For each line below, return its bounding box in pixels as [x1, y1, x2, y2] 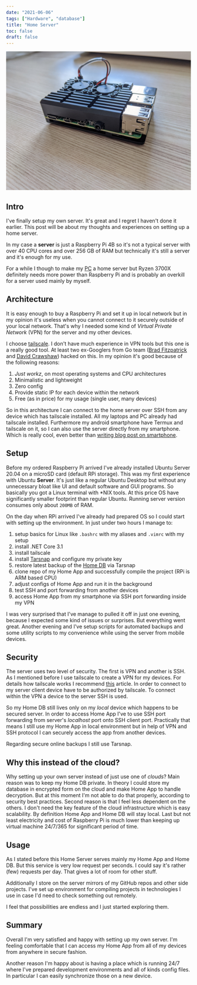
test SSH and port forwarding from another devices [14, 586, 139, 593]
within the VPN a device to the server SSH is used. [6, 693, 128, 700]
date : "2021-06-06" [6, 9, 54, 15]
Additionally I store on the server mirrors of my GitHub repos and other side [6, 879, 189, 886]
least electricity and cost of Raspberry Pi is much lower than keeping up [6, 817, 180, 824]
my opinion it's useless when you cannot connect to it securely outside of [6, 316, 184, 323]
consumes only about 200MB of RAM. [6, 501, 94, 508]
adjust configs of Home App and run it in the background [14, 580, 152, 587]
